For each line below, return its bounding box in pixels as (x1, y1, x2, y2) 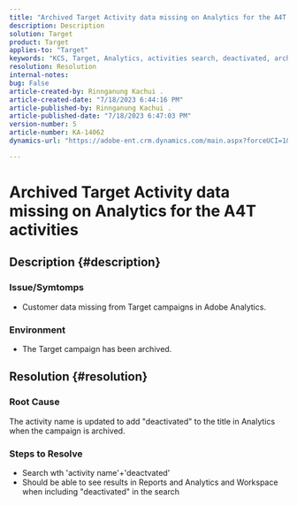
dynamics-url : (9, 136, 62, 145)
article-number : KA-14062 (9, 128, 104, 137)
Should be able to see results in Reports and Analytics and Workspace (21, 477, 278, 487)
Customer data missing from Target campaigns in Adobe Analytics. (21, 302, 267, 312)
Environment (9, 324, 66, 336)
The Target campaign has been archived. (21, 343, 172, 354)
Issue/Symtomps (9, 281, 84, 294)
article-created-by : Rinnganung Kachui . (9, 87, 164, 96)
